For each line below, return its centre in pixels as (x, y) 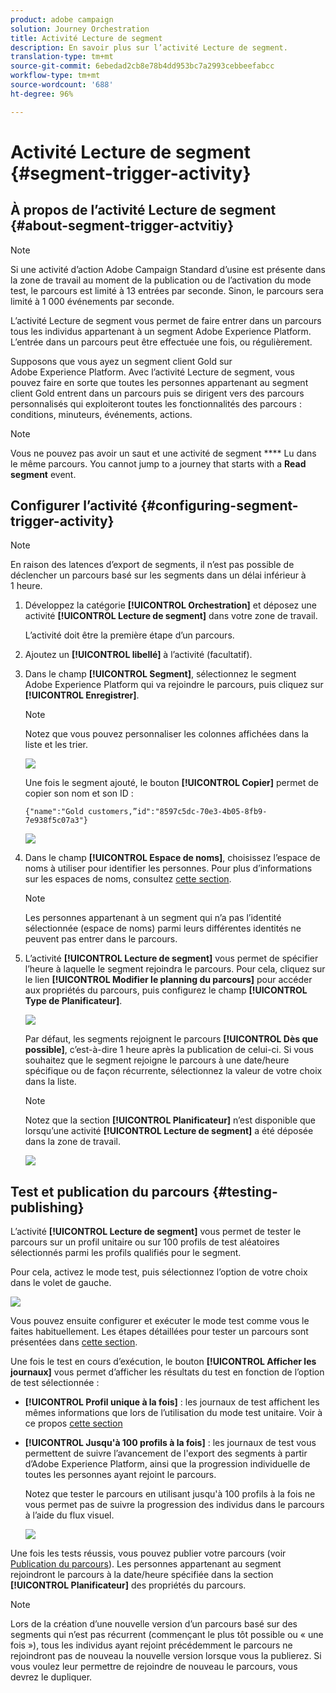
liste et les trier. (56, 745)
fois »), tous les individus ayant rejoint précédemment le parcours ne (151, 1645)
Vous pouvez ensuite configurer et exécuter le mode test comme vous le (160, 1321)
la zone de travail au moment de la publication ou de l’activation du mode (161, 280)
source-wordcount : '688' (62, 85)
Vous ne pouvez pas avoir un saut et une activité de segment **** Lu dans (163, 453)
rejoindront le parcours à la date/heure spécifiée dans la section (142, 1575)
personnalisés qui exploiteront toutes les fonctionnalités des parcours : (156, 403)
